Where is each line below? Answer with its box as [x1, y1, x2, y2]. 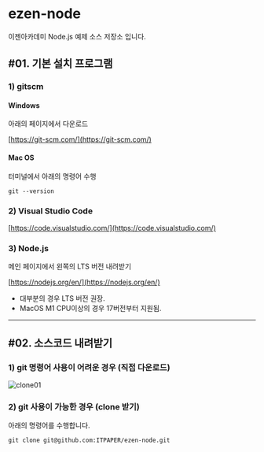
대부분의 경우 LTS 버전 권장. [19, 294, 105, 303]
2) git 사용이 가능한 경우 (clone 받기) [8, 401, 140, 412]
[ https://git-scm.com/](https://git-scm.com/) [8, 135, 152, 144]
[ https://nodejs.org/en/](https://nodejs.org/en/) [8, 277, 160, 287]
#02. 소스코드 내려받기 [8, 336, 112, 350]
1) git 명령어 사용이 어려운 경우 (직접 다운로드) [8, 361, 170, 372]
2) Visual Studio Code [8, 206, 93, 217]
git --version [8, 187, 55, 195]
